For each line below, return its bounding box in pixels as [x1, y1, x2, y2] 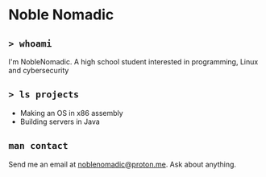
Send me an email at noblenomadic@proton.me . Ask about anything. [8, 159, 236, 169]
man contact [8, 140, 69, 152]
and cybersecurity [8, 66, 69, 75]
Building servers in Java [19, 117, 101, 126]
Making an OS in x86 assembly [19, 108, 123, 117]
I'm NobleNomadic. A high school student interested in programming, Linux [8, 57, 259, 66]
